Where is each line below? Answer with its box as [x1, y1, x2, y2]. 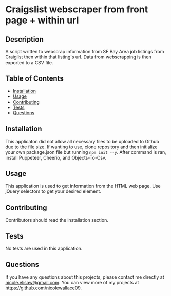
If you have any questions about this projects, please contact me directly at [5, 273, 164, 280]
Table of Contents [5, 74, 64, 83]
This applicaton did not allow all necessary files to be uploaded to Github [5, 138, 159, 144]
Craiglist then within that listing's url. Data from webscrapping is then [5, 54, 151, 60]
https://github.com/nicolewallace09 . [5, 285, 82, 291]
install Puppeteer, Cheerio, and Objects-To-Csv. [5, 154, 107, 161]
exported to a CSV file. [5, 60, 53, 65]
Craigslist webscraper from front [5, 4, 148, 15]
